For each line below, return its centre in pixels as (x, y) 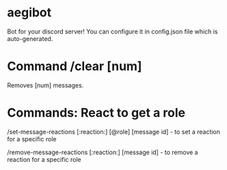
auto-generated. (30, 38)
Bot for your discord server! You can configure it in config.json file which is (112, 31)
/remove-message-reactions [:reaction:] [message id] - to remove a (103, 152)
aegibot (29, 13)
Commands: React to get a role (96, 113)
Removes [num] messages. (45, 85)
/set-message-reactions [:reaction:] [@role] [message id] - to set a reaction (114, 132)
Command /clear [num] (75, 67)
